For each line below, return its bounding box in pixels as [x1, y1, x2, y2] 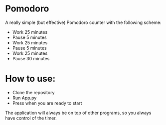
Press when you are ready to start [12, 100, 82, 106]
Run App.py [12, 95, 37, 101]
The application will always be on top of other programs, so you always [5, 110, 152, 116]
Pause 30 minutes [12, 55, 50, 61]
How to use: [5, 73, 56, 85]
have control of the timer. [5, 115, 57, 121]
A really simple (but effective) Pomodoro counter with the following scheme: [5, 19, 162, 25]
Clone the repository [12, 89, 55, 95]
